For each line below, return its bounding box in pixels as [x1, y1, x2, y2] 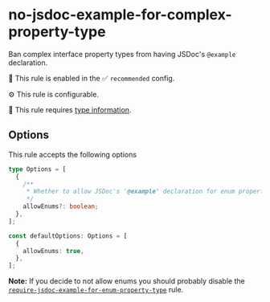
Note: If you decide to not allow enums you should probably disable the [8, 276, 245, 286]
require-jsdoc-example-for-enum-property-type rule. [8, 285, 184, 295]
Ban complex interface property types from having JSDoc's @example [8, 49, 236, 59]
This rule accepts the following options [8, 149, 137, 159]
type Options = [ [8, 165, 67, 173]
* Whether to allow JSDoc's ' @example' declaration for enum [26, 187, 235, 196]
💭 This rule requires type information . [8, 104, 132, 114]
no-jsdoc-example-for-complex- [8, 6, 232, 24]
